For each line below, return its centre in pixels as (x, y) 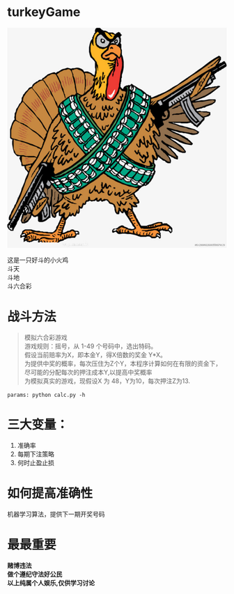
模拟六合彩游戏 (46, 338)
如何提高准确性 (50, 493)
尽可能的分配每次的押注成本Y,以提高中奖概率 (88, 373)
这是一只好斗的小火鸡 (38, 260)
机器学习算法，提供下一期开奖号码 (56, 514)
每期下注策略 (36, 454)
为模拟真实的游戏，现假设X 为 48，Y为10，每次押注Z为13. (107, 381)
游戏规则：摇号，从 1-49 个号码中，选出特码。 (91, 346)
